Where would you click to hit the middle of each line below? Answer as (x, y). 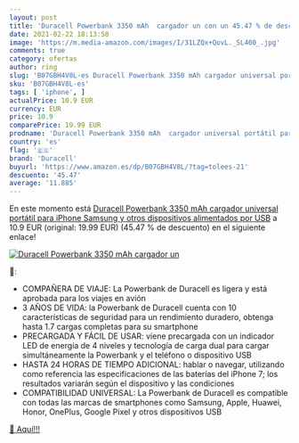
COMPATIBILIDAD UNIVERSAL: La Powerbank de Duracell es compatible (155, 393)
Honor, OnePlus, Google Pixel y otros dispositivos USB (122, 412)
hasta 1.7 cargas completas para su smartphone (110, 327)
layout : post (33, 17)
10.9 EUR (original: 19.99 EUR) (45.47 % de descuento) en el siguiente (137, 227)
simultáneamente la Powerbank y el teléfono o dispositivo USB (137, 355)
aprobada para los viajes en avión (84, 299)
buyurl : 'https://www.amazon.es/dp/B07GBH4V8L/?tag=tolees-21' (129, 167)
